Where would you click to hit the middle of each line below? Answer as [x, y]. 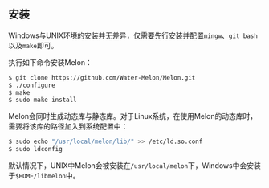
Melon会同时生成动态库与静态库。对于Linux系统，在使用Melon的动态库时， [133, 116]
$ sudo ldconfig [35, 149]
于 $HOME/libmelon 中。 [44, 176]
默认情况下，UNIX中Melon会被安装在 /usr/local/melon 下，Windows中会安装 [134, 166]
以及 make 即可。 [33, 45]
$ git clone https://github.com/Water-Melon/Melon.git [102, 78]
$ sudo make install [43, 100]
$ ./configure [32, 85]
